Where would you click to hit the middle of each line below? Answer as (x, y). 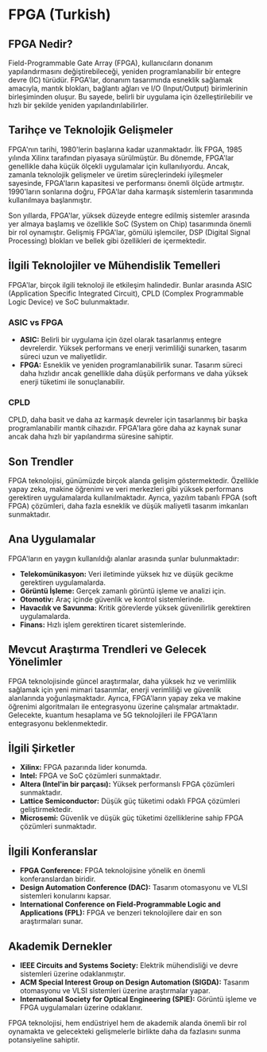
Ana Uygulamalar (52, 539)
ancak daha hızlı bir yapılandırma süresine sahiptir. (91, 437)
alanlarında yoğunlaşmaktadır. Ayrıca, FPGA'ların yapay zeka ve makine (125, 698)
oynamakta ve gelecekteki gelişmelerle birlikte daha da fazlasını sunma (124, 1031)
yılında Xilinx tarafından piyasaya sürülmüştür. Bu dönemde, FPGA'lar (121, 157)
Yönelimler (35, 662)
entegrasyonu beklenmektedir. (58, 723)
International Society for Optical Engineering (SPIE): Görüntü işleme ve (138, 1000)
